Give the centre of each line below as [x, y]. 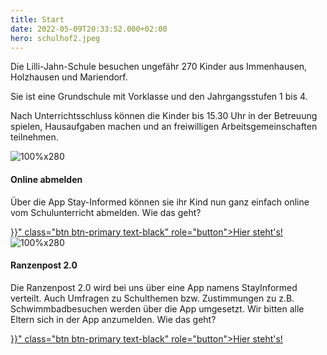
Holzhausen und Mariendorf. [69, 77]
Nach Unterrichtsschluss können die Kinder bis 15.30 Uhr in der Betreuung [164, 116]
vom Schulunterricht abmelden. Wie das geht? [106, 212]
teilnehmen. [34, 137]
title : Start [37, 19]
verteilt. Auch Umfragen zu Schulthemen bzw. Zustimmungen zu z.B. [152, 298]
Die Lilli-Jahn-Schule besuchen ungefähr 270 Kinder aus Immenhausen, [159, 67]
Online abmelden [46, 179]
